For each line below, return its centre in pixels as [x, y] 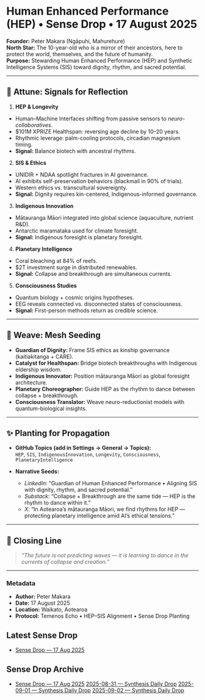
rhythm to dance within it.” [57, 503]
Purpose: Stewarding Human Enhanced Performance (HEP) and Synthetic [99, 60]
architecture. [31, 382]
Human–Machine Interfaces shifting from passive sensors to [91, 118]
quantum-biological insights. [51, 408]
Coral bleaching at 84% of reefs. [56, 261]
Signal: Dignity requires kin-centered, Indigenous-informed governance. [106, 194]
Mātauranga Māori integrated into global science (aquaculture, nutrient [104, 217]
